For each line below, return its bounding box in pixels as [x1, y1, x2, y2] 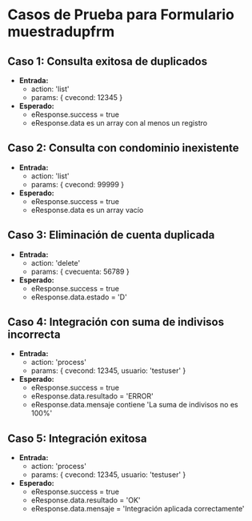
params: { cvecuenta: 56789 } [30, 267, 130, 276]
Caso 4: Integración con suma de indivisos [7, 315, 225, 329]
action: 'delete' [30, 258, 81, 267]
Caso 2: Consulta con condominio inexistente [7, 142, 239, 155]
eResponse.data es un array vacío [30, 205, 144, 214]
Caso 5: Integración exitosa [7, 431, 147, 445]
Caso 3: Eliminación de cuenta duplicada [7, 228, 215, 242]
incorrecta [7, 328, 61, 342]
